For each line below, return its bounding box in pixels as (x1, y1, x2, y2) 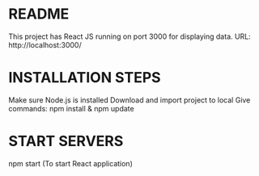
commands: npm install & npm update (8, 103, 135, 113)
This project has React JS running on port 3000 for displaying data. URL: (8, 31, 251, 41)
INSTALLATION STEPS (8, 69, 161, 87)
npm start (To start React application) (8, 158, 134, 168)
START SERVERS (8, 132, 124, 150)
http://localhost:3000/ (8, 40, 83, 49)
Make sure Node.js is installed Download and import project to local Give (8, 94, 251, 105)
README (8, 5, 70, 23)
